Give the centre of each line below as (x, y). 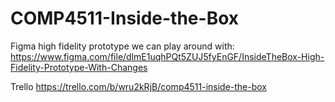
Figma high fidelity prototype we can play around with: (122, 46)
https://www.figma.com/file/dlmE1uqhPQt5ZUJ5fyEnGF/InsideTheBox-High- (167, 56)
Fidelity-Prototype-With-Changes (79, 67)
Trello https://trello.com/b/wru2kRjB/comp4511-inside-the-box (139, 86)
